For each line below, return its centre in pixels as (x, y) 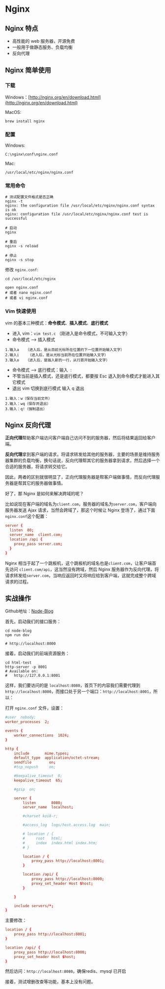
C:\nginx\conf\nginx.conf (31, 154)
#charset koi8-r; (40, 816)
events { (14, 731)
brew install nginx (25, 121)
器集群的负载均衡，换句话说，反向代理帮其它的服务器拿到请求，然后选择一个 (82, 460)
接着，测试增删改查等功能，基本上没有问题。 (50, 982)
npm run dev (17, 635)
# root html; (43, 838)
